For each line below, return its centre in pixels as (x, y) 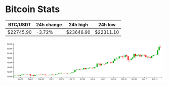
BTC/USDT (20, 25)
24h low (107, 25)
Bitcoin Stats (33, 9)
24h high (78, 25)
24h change (49, 25)
